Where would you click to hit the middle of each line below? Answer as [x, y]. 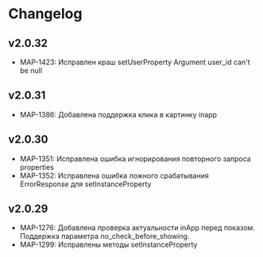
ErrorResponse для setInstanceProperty [85, 184]
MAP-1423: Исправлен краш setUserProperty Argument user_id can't [135, 62]
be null [31, 71]
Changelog [45, 14]
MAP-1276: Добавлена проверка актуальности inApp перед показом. [137, 228]
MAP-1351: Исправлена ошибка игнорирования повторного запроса [135, 159]
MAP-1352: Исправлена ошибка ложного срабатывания [114, 175]
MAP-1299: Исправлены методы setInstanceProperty [108, 245]
